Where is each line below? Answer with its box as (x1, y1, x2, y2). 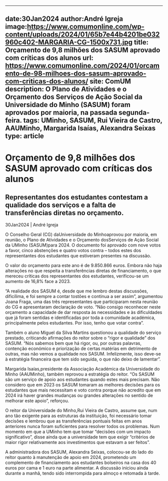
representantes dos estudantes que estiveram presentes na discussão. (5, 253, 151, 259)
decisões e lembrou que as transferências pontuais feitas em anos (5, 418, 142, 424)
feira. (5, 116, 22, 125)
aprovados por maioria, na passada (5, 108, 117, 117)
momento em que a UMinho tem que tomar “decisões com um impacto (5, 428, 151, 435)
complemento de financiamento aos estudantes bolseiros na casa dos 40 (5, 459, 156, 465)
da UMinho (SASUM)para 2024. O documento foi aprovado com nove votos (5, 242, 161, 248)
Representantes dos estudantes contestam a (5, 193, 148, 201)
